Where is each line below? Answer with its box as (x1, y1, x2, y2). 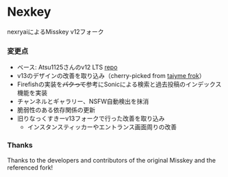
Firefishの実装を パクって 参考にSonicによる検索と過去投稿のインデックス (16, 80, 222, 89)
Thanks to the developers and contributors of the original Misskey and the (7, 156, 216, 164)
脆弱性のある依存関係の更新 (16, 106, 96, 114)
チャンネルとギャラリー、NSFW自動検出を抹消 (16, 97, 149, 106)
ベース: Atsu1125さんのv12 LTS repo (16, 63, 118, 72)
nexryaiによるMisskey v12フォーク (7, 27, 104, 36)
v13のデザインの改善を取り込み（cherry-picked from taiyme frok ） (16, 72, 205, 80)
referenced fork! (7, 163, 53, 172)
